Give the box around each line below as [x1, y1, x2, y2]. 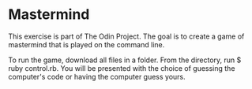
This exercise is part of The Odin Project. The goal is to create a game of [8, 32, 245, 41]
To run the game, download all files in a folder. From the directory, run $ [8, 55, 242, 65]
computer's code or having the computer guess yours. [8, 72, 186, 81]
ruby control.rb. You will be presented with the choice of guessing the [8, 63, 235, 72]
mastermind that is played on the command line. [8, 39, 165, 49]
